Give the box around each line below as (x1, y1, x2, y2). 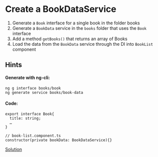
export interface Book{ (5, 111, 55, 116)
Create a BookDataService (5, 3, 117, 15)
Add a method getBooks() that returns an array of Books (12, 36, 128, 42)
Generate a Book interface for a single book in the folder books (12, 20, 140, 26)
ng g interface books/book (5, 85, 61, 90)
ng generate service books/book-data (5, 90, 83, 95)
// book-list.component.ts (5, 133, 61, 138)
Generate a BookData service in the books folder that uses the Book (12, 25, 147, 31)
